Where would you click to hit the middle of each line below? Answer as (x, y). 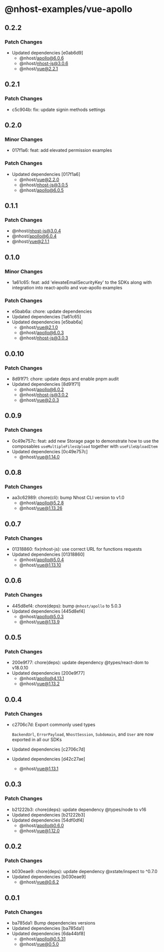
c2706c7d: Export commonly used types (54, 725)
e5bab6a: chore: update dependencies (52, 311)
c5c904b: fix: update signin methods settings (59, 109)
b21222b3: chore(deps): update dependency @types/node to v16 (79, 809)
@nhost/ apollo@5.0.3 (41, 616)
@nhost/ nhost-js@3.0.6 (44, 63)
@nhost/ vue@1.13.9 (40, 622)
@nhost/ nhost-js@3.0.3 (44, 338)
